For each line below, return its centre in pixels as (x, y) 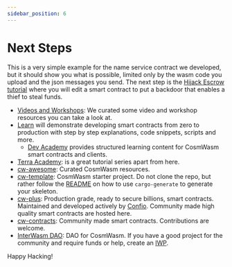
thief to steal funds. (35, 96)
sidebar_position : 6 (37, 14)
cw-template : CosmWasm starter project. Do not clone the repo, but (114, 176)
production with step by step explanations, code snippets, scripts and (116, 132)
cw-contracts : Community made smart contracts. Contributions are (113, 221)
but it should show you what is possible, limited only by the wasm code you (115, 74)
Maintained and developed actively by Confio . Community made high (116, 206)
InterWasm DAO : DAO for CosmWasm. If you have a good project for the (120, 235)
